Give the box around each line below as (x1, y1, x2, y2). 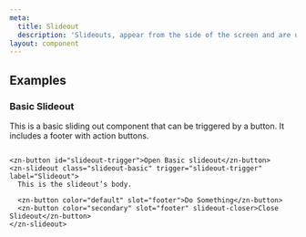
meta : (9, 13, 30, 23)
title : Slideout (17, 22, 79, 31)
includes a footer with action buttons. (9, 129, 149, 141)
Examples (9, 72, 66, 88)
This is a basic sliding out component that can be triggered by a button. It (9, 120, 285, 131)
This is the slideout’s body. (17, 180, 132, 189)
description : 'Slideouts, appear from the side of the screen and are (17, 30, 291, 39)
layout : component (9, 38, 79, 48)
